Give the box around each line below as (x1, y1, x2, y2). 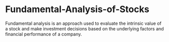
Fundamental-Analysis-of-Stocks (5, 4, 150, 15)
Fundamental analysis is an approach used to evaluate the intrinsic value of (5, 20, 161, 26)
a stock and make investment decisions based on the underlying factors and (5, 25, 164, 31)
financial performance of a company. (5, 31, 82, 37)
